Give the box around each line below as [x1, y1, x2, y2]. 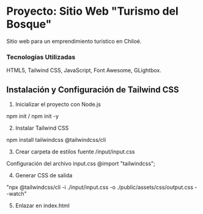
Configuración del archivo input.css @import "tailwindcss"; [6, 160, 156, 168]
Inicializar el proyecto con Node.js [15, 101, 101, 108]
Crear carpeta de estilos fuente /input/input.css [15, 148, 135, 155]
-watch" [6, 190, 27, 197]
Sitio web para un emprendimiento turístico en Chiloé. [6, 37, 142, 45]
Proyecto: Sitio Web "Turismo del [6, 4, 179, 18]
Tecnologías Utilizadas [6, 53, 76, 61]
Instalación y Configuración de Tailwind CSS [6, 84, 179, 95]
